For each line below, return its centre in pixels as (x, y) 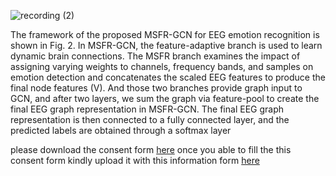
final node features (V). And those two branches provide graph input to (156, 88)
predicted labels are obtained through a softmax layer (121, 130)
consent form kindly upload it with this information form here (135, 160)
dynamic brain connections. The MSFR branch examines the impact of (155, 56)
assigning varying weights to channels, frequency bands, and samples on (162, 66)
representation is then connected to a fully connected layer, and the (150, 119)
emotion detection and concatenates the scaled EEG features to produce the (168, 77)
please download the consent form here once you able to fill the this (151, 149)
